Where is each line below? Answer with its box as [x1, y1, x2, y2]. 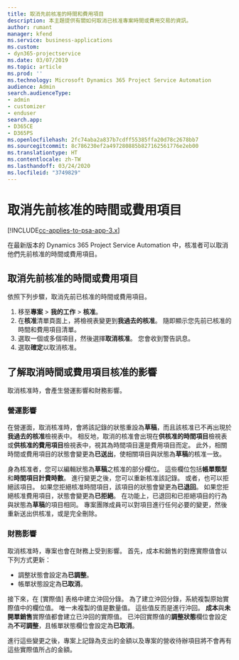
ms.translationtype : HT [7, 149, 78, 156]
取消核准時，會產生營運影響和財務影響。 [7, 386, 126, 395]
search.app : [7, 116, 43, 123]
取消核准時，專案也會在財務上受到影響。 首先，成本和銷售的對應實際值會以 [7, 546, 228, 555]
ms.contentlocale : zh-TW [7, 156, 81, 164]
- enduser [7, 110, 37, 117]
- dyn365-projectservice [7, 50, 81, 58]
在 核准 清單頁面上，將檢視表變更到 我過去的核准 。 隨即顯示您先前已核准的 [17, 316, 232, 325]
